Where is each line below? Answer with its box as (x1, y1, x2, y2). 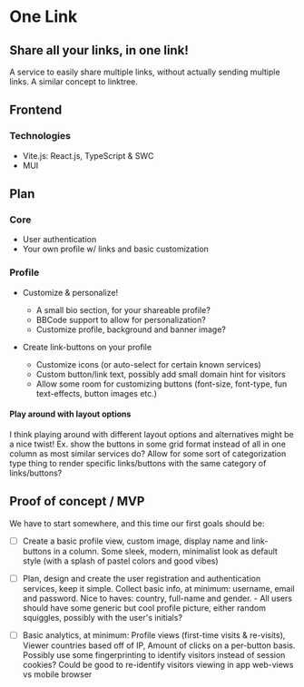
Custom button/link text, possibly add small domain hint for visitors (35, 368, 286, 379)
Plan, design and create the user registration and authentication (22, 573, 261, 584)
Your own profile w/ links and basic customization (22, 243, 209, 255)
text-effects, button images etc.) (35, 388, 157, 398)
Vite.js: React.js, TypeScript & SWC (22, 150, 154, 161)
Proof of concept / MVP (9, 494, 145, 509)
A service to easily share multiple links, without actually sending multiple (9, 66, 280, 77)
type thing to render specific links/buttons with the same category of (9, 457, 267, 468)
